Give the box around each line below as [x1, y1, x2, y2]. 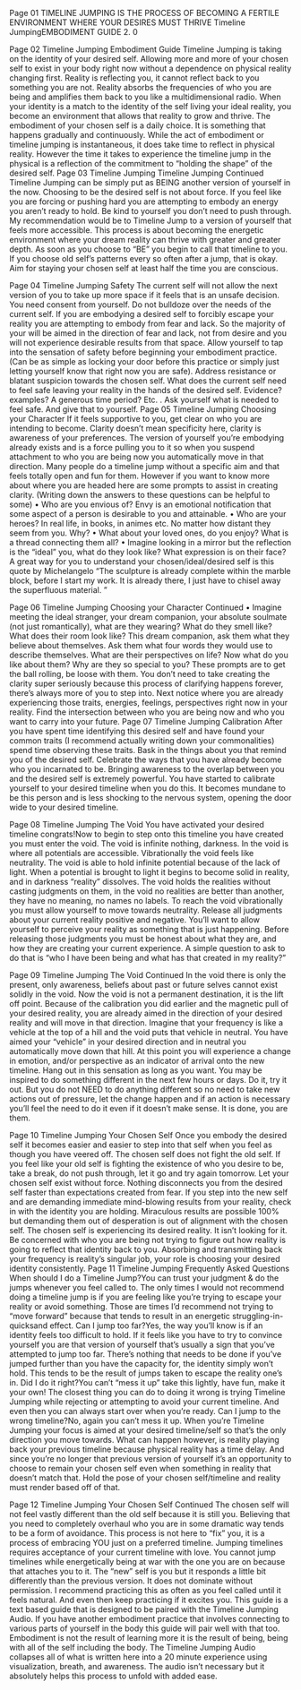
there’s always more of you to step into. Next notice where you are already [9, 688, 284, 698]
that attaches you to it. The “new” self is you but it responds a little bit [9, 1566, 266, 1576]
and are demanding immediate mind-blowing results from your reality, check [9, 1197, 292, 1207]
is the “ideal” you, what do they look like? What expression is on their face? [9, 546, 287, 557]
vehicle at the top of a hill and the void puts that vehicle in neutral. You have [9, 1027, 288, 1037]
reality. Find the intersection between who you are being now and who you [9, 707, 285, 717]
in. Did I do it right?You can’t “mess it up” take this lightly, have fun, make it [9, 1377, 286, 1387]
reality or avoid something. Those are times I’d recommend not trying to [9, 1301, 274, 1311]
